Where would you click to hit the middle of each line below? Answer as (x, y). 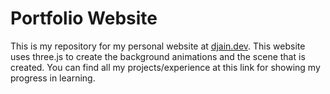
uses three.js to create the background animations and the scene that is (158, 56)
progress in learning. (53, 78)
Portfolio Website (84, 18)
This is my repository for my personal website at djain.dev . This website (158, 46)
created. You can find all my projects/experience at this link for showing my (165, 67)
